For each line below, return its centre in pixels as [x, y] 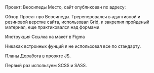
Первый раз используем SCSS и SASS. [46, 65]
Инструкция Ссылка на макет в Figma [45, 37]
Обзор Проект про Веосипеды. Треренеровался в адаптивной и [73, 17]
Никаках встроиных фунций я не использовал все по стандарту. [73, 46]
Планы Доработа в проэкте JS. [38, 56]
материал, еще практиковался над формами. [53, 27]
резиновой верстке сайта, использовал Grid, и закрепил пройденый [77, 22]
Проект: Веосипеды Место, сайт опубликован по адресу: [65, 7]
